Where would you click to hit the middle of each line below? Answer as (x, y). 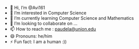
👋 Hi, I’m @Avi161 (27, 8)
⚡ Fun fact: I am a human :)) (38, 42)
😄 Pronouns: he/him (31, 36)
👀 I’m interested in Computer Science (48, 13)
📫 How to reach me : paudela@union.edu (53, 29)
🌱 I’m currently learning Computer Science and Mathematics (72, 18)
